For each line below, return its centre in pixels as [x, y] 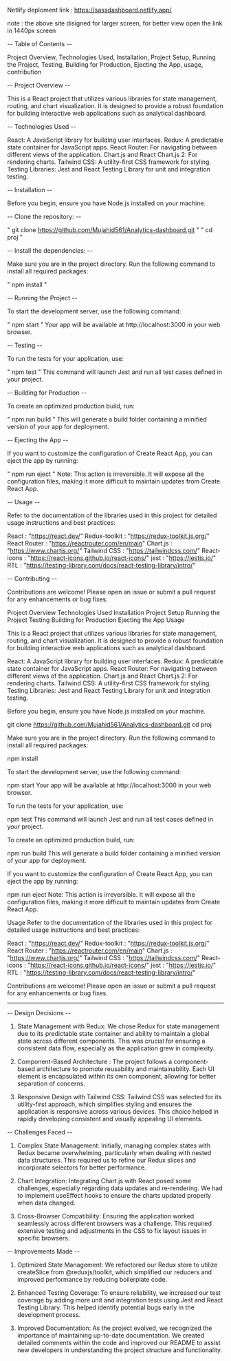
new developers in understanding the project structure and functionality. [120, 1350]
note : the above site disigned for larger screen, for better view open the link [115, 23]
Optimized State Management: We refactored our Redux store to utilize [117, 1265]
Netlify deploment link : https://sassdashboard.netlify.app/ [89, 10]
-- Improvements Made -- [44, 1251]
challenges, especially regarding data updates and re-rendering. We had [120, 1188]
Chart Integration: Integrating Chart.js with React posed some [104, 1181]
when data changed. [46, 1203]
